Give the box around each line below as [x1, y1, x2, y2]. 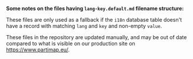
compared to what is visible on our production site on [6, 40, 135, 47]
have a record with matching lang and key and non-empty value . [6, 23, 162, 29]
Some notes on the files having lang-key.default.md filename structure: [6, 5, 184, 12]
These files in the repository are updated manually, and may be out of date [6, 34, 187, 40]
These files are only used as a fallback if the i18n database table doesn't [6, 16, 182, 23]
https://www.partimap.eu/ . [6, 46, 70, 53]
